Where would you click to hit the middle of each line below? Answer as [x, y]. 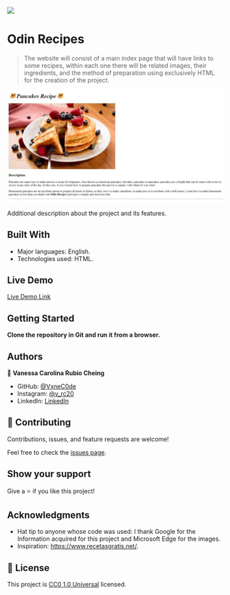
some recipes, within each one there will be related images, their [115, 65]
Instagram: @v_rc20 [45, 394]
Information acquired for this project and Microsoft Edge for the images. [119, 539]
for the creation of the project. [67, 80]
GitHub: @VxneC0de [47, 386]
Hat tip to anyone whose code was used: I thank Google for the [106, 532]
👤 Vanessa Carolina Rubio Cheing [56, 373]
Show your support [49, 474]
